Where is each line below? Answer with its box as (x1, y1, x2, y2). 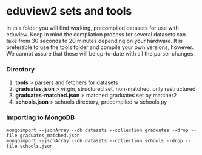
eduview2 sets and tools (6, 4, 132, 18)
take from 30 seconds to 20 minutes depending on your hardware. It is (6, 37, 183, 44)
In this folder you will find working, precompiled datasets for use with (6, 24, 179, 31)
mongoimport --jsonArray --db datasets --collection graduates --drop (6, 127, 189, 133)
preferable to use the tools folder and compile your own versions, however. (6, 44, 194, 51)
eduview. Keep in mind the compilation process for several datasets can (6, 30, 186, 38)
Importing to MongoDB (6, 113, 75, 122)
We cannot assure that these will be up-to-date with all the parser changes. (6, 50, 195, 57)
